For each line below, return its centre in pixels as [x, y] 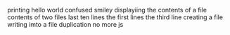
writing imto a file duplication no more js [65, 24]
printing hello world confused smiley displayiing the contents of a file [107, 10]
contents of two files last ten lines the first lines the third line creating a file [115, 17]
